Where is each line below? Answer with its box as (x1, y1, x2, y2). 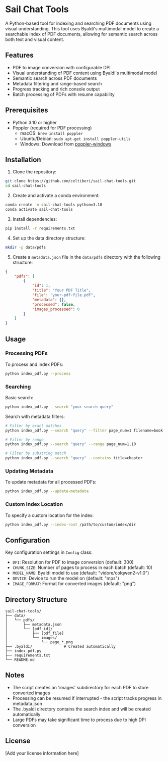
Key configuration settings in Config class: (5, 549, 93, 555)
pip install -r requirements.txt (5, 226, 75, 231)
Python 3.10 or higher (12, 119, 57, 125)
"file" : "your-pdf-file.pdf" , (32, 293, 96, 298)
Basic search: (5, 394, 34, 400)
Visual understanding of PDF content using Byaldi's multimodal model (12, 70, 157, 76)
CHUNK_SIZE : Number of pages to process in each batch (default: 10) (12, 564, 152, 570)
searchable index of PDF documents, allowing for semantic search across (5, 31, 158, 37)
